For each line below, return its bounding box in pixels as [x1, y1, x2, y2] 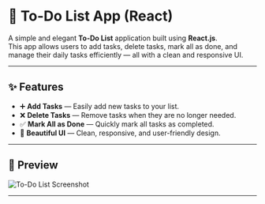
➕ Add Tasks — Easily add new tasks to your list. [19, 101, 180, 111]
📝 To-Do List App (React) [8, 7, 174, 25]
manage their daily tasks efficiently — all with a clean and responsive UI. [8, 50, 244, 59]
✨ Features [8, 81, 64, 94]
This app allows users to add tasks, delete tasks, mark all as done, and [8, 41, 238, 51]
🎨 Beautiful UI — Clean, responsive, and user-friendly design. [19, 128, 221, 138]
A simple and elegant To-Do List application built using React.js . [8, 33, 218, 43]
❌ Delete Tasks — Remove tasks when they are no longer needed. [19, 110, 237, 119]
